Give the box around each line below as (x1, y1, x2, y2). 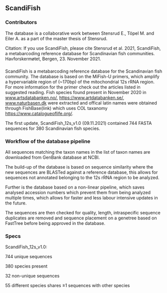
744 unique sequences (5, 254, 52, 260)
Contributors (5, 19, 37, 26)
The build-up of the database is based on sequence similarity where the (5, 164, 154, 170)
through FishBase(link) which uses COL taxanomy (5, 105, 108, 111)
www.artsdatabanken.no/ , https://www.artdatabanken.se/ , (5, 95, 125, 100)
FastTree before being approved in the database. (5, 220, 106, 226)
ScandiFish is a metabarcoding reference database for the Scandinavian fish (5, 68, 163, 74)
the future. (5, 200, 27, 206)
